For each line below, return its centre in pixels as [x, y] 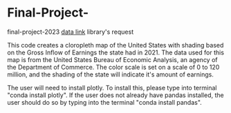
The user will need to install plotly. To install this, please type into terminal [112, 88]
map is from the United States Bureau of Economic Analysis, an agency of [112, 59]
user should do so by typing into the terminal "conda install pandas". [104, 102]
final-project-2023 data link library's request [70, 32]
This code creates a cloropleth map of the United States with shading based [115, 45]
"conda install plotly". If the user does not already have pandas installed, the [115, 95]
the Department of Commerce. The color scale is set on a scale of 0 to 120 [113, 67]
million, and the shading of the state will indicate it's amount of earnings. [111, 74]
